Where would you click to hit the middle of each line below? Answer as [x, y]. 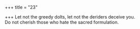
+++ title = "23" [21, 7]
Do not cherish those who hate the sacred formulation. [62, 22]
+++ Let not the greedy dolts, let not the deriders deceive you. [70, 17]
